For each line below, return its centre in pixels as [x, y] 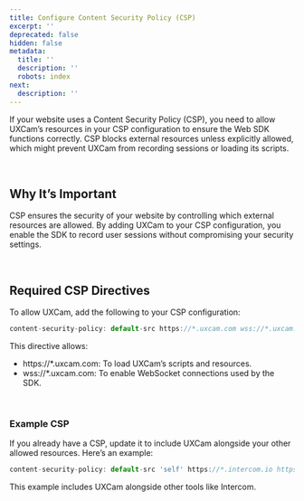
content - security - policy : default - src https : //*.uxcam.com [123, 329]
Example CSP [39, 423]
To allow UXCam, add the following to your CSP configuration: [125, 312]
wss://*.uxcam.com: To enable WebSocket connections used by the [148, 373]
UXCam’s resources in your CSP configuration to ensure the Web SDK [139, 128]
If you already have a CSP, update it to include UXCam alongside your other [150, 443]
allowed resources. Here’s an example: [81, 453]
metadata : [28, 52]
